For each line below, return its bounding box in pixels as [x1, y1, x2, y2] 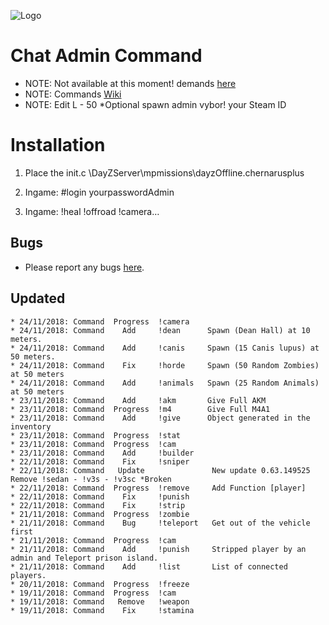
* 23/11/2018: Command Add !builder [10, 448, 195, 458]
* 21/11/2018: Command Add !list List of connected [10, 561, 288, 572]
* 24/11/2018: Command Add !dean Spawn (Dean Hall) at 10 [10, 325, 311, 335]
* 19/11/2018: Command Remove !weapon [10, 596, 190, 607]
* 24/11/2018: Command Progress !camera [10, 316, 190, 327]
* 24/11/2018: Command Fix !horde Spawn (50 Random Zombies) [10, 360, 320, 370]
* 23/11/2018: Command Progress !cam [10, 439, 177, 449]
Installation [10, 134, 106, 157]
